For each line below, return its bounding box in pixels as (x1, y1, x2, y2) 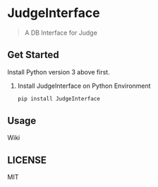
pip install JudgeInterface (17, 95, 100, 102)
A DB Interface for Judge (24, 28, 97, 37)
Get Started (7, 49, 59, 61)
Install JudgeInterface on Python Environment (17, 81, 151, 90)
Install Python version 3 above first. (7, 67, 111, 76)
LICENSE (7, 154, 47, 166)
